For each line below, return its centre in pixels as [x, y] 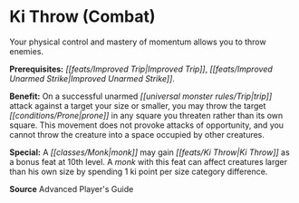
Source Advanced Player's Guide [72, 188]
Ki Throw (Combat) [82, 17]
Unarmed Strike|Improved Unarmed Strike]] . [92, 78]
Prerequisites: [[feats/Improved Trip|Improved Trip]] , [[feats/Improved [141, 69]
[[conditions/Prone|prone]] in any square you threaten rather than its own [146, 115]
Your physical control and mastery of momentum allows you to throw [138, 42]
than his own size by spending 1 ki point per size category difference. [139, 171]
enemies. [26, 51]
